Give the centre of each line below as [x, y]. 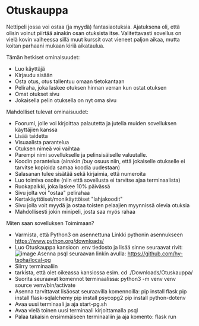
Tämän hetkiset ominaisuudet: [43, 57]
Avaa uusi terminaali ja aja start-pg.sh [61, 304]
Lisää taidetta [31, 136]
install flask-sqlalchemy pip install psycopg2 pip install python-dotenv [100, 297]
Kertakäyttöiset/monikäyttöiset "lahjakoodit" [69, 199]
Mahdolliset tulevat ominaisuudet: [48, 112]
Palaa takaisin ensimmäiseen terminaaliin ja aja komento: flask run [95, 316]
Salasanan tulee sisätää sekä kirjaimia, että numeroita [80, 173]
